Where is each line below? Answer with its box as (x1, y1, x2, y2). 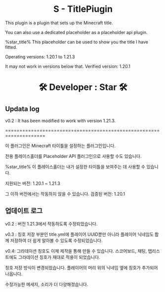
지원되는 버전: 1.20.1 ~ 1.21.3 (5, 180, 60, 186)
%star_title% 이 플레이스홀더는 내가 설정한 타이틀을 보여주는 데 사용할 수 (5, 164, 146, 169)
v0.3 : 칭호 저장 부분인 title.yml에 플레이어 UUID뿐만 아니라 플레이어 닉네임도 (5, 231, 154, 237)
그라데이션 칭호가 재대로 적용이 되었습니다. (18, 254, 100, 260)
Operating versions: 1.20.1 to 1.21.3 (5, 53, 75, 60)
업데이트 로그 (5, 207, 43, 215)
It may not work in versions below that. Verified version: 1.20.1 (5, 63, 131, 69)
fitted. (5, 44, 17, 50)
